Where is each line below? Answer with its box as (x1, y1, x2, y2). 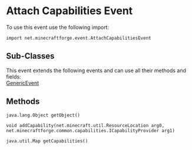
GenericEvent (6, 79, 39, 86)
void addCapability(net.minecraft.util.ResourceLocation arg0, (6, 122, 165, 128)
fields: (6, 73, 22, 80)
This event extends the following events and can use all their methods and (6, 67, 187, 74)
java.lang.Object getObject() (6, 112, 81, 118)
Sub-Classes (6, 51, 55, 61)
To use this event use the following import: (6, 24, 110, 31)
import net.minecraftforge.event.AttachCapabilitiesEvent (6, 35, 151, 41)
